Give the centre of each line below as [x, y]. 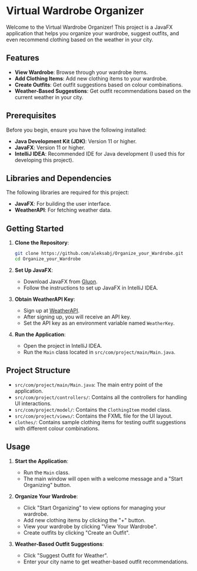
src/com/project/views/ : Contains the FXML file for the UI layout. [94, 416]
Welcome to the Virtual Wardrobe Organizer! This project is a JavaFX [89, 27]
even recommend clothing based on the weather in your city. [80, 39]
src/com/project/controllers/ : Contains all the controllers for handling [101, 397]
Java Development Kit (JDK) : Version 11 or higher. [76, 141]
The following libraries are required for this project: [68, 193]
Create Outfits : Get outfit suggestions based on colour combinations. [99, 85]
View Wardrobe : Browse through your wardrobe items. [81, 72]
